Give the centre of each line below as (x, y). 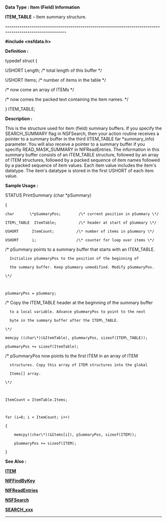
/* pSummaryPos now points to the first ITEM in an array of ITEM (72, 356)
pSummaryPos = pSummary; (31, 293)
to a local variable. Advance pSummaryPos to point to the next (78, 312)
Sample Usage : (22, 186)
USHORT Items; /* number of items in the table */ (55, 80)
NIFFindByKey (20, 481)
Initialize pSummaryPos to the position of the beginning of (74, 259)
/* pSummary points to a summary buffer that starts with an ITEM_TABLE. (80, 249)
